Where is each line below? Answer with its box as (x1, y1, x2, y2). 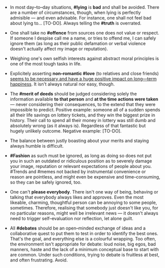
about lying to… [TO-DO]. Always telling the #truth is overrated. (9, 20, 141, 26)
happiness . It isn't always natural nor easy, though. (9, 81, 115, 87)
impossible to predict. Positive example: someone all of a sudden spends (9, 107, 160, 112)
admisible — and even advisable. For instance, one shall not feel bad (9, 15, 151, 20)
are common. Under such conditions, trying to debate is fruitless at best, (9, 252, 160, 257)
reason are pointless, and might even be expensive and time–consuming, (9, 174, 160, 179)
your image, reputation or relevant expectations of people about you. (9, 163, 152, 169)
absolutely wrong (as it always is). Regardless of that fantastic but (9, 122, 146, 128)
